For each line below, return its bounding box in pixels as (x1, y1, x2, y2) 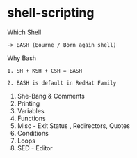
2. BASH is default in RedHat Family (7, 79, 117, 87)
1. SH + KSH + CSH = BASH (7, 67, 82, 74)
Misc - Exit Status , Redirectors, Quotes (17, 121, 131, 130)
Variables (17, 106, 45, 115)
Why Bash (7, 54, 37, 62)
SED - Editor (17, 143, 54, 152)
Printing (17, 99, 40, 108)
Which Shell (7, 28, 42, 36)
